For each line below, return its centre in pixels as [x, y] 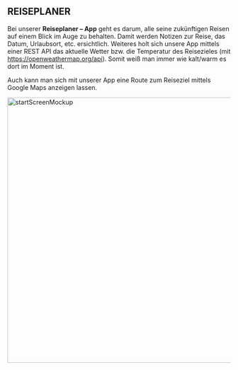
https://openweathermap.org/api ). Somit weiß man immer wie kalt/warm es [117, 59]
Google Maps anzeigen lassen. [52, 87]
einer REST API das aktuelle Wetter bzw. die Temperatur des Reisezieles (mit [119, 51]
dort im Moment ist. [36, 66]
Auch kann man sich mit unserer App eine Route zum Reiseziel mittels [109, 80]
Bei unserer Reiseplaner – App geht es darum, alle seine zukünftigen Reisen [119, 28]
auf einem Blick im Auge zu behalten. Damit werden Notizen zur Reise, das [116, 36]
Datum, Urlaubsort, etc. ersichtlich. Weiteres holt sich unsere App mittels [113, 44]
